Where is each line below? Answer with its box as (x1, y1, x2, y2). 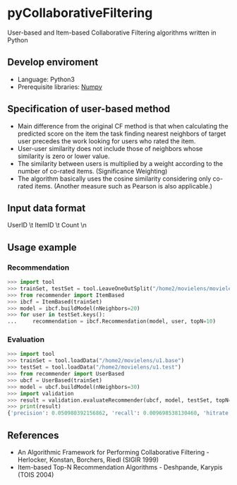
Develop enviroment (7, 56, 99, 68)
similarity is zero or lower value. (17, 152, 110, 160)
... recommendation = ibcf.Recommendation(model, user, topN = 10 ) (7, 318, 217, 325)
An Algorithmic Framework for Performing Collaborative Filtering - (17, 448, 209, 457)
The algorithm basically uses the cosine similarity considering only (17, 174, 212, 183)
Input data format (7, 202, 86, 214)
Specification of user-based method (7, 103, 171, 115)
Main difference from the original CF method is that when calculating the (17, 121, 229, 130)
